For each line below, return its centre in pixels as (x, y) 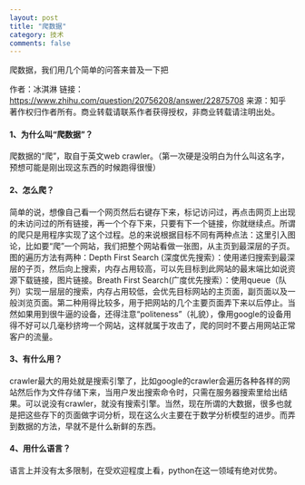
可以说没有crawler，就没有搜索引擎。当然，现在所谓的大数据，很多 (151, 403)
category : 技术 (37, 34)
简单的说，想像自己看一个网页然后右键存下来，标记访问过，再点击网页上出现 (152, 212)
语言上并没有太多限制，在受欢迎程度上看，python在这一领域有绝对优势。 (146, 470)
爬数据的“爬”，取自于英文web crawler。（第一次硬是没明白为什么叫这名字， (149, 156)
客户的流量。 (33, 336)
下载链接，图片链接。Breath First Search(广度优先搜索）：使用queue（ (148, 280)
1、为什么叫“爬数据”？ (51, 134)
